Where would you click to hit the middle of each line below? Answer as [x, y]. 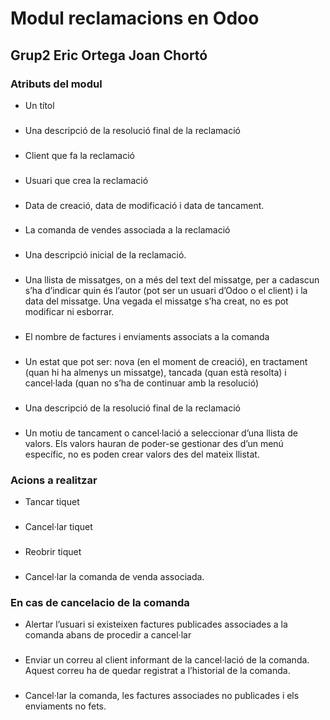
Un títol [39, 105]
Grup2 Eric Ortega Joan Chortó [109, 55]
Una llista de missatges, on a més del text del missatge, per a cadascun [172, 280]
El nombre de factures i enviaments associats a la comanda [147, 337]
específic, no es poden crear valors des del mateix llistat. [142, 454]
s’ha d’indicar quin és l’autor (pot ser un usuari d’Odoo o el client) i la [166, 291]
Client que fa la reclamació [80, 155]
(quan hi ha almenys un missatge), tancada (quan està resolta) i [155, 373]
